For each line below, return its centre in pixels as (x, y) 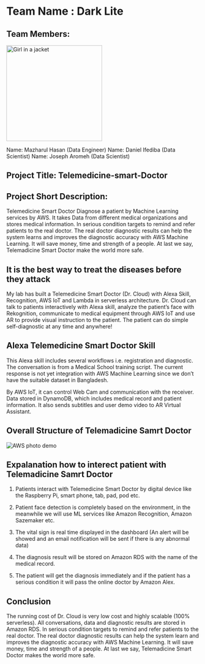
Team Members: (38, 34)
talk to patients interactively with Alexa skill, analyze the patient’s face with (100, 307)
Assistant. (19, 411)
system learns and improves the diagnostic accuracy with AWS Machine (97, 237)
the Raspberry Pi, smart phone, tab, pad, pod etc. (77, 495)
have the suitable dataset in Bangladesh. (58, 380)
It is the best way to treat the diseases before (94, 269)
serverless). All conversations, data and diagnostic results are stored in (96, 623)
